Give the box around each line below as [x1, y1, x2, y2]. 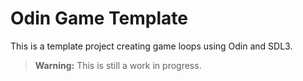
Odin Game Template [10, 7, 188, 30]
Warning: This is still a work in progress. [34, 59, 202, 71]
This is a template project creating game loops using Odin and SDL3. [10, 40, 293, 52]
